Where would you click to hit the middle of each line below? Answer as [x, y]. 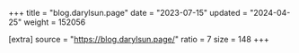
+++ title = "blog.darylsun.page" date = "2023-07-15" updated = [128, 13]
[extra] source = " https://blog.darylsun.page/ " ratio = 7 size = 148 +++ [139, 39]
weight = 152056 [55, 22]
